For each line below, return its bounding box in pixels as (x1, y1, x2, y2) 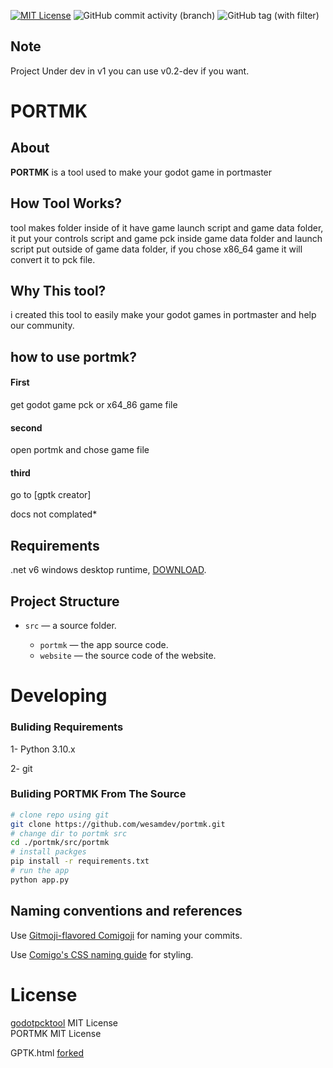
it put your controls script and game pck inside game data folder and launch (10, 232, 323, 244)
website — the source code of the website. (39, 650, 217, 662)
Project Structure (10, 593, 120, 610)
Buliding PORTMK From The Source (10, 787, 187, 801)
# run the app (10, 866, 70, 876)
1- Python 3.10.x (10, 743, 76, 755)
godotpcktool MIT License (10, 1016, 119, 1029)
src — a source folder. (24, 620, 117, 632)
